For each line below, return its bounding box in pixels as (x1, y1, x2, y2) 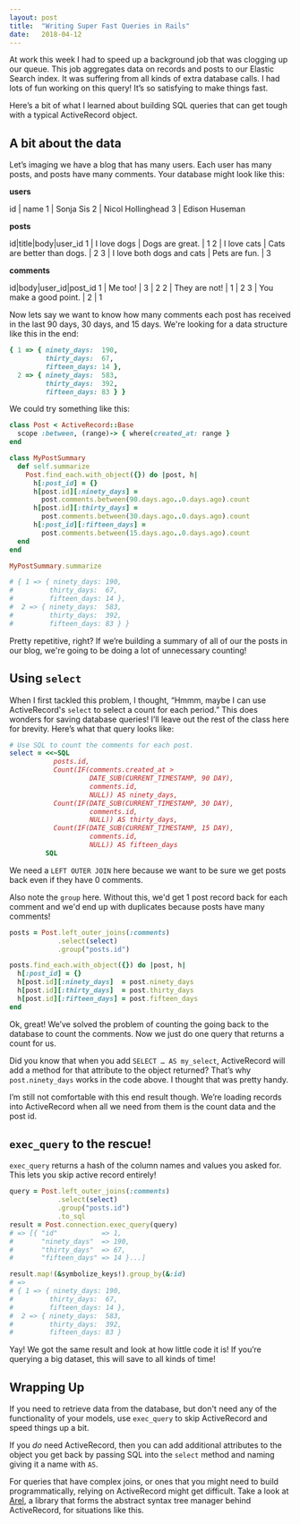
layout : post (9, 13, 58, 22)
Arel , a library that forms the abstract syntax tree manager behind (9, 1495, 252, 1506)
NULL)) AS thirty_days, (89, 816, 178, 825)
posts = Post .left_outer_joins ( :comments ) (9, 928, 170, 937)
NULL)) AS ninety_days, (89, 790, 178, 800)
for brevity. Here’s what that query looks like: (9, 723, 175, 734)
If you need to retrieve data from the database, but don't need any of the (9, 1403, 278, 1415)
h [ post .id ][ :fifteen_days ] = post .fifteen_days (17, 994, 199, 1003)
